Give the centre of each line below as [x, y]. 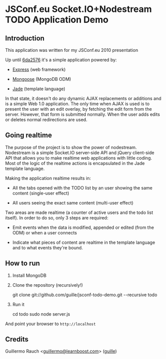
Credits [17, 339]
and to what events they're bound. [48, 247]
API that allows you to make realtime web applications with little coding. [79, 158]
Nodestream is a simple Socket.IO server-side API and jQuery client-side [80, 153]
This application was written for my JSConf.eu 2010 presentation [72, 50]
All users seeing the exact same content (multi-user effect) [73, 202]
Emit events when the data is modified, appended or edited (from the [83, 227]
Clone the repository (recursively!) [48, 285]
